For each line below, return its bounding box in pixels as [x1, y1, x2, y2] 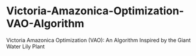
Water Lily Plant [6, 43, 45, 50]
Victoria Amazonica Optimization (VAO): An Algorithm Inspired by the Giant [6, 36, 191, 43]
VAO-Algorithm [6, 17, 85, 30]
